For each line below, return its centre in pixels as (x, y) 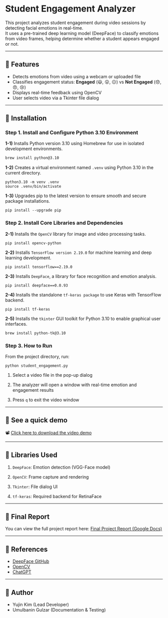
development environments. (34, 149)
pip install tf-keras (28, 309)
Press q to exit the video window (46, 400)
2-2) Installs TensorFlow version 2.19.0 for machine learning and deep (78, 252)
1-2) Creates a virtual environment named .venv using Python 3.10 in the (79, 168)
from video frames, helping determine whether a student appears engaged (82, 39)
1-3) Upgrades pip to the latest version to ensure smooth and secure (76, 196)
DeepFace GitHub (31, 561)
